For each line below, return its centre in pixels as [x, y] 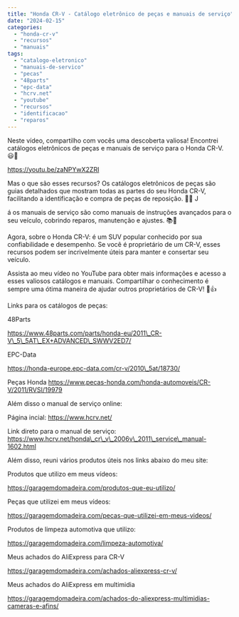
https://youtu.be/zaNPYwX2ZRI [53, 169]
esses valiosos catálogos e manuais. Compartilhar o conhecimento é [108, 281]
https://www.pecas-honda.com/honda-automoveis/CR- [129, 382]
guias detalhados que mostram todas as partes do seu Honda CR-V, [107, 190]
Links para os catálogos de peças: [58, 305]
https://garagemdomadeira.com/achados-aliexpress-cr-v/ [92, 571]
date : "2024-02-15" [36, 21]
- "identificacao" [41, 113]
